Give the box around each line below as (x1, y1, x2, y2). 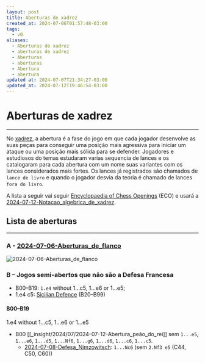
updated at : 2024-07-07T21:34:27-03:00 (6, 77, 108, 83)
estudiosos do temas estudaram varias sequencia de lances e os (6, 154, 170, 162)
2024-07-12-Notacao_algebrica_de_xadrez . (6, 198, 116, 206)
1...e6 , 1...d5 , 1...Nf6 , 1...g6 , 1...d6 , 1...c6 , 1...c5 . (15, 337, 153, 344)
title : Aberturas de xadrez (6, 15, 78, 21)
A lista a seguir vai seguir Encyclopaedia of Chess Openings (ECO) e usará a (6, 192, 199, 199)
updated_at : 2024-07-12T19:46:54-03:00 (6, 83, 108, 89)
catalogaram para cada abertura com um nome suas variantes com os (6, 160, 183, 168)
